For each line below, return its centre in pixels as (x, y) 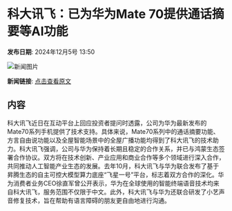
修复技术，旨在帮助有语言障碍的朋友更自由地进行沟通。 (91, 200)
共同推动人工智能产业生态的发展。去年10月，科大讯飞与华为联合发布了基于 (113, 165)
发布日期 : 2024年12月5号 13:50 (51, 52)
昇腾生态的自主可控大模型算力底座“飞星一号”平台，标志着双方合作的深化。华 (116, 174)
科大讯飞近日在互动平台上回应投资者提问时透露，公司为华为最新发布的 (107, 123)
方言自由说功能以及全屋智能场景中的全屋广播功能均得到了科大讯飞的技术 (110, 140)
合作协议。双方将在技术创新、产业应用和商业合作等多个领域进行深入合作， (119, 157)
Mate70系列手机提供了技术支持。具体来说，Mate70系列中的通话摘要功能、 (113, 131)
